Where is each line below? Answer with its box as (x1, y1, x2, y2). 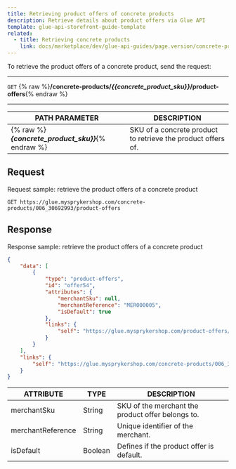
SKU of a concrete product (129, 125, 218, 134)
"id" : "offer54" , (44, 282, 96, 289)
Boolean (83, 446, 111, 456)
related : (7, 29, 33, 37)
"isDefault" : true (57, 308, 112, 315)
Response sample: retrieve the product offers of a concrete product (7, 242, 203, 251)
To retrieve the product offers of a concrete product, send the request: (7, 62, 211, 70)
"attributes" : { (44, 289, 93, 296)
